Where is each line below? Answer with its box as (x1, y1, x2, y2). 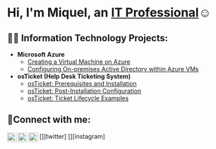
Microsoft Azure (17, 50, 65, 58)
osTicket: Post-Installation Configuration (27, 87, 142, 95)
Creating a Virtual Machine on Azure (27, 58, 131, 66)
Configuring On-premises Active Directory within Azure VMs (27, 65, 199, 73)
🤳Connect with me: (7, 114, 91, 126)
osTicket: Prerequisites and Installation (27, 80, 138, 87)
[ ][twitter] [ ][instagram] (39, 132, 105, 140)
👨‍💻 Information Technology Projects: (7, 32, 169, 44)
